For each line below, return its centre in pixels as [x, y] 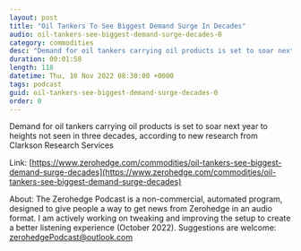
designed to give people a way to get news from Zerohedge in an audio [141, 209]
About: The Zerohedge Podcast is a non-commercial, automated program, [146, 199]
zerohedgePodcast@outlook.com [71, 238]
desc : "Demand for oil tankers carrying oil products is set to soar [142, 51]
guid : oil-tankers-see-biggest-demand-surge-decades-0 [114, 92]
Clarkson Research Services [61, 145]
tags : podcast [36, 84]
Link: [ [21, 163]
